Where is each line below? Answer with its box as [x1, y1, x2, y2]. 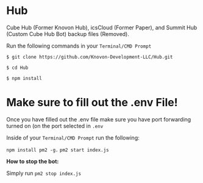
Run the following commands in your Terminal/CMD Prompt [6, 42, 152, 49]
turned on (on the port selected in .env [6, 122, 104, 129]
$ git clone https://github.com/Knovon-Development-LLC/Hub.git [6, 54, 173, 60]
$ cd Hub [6, 65, 29, 71]
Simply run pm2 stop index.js [6, 169, 81, 177]
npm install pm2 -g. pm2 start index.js [6, 147, 109, 153]
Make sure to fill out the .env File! [6, 96, 178, 110]
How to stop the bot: [6, 157, 59, 165]
